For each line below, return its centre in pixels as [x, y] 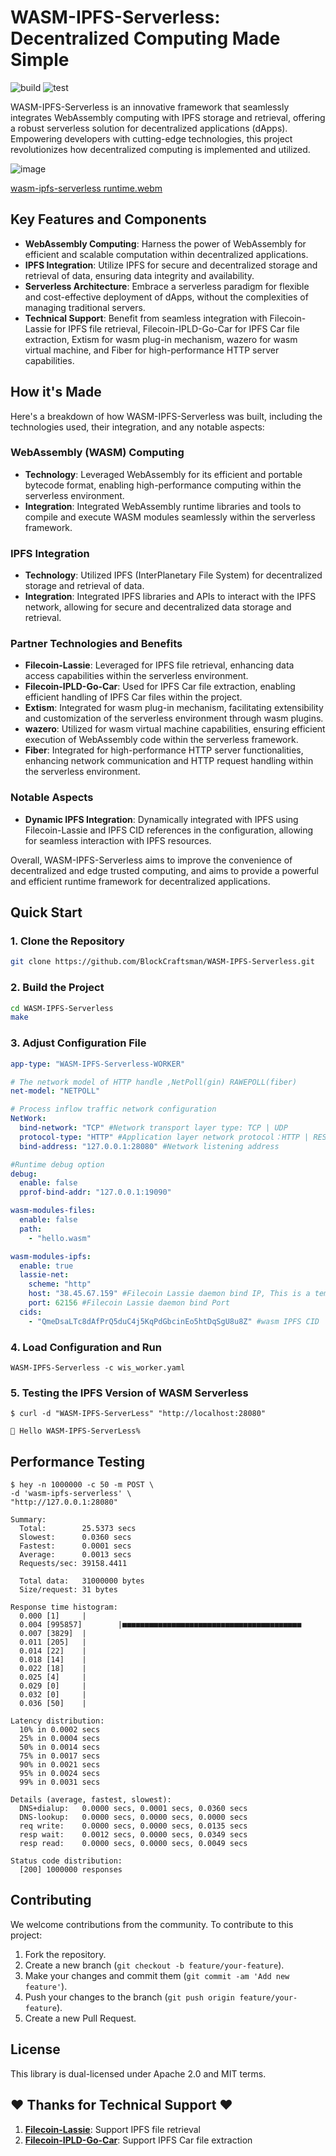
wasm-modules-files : [53, 1211]
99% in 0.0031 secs [60, 1782]
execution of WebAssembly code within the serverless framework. [161, 740]
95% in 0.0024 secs [60, 1774]
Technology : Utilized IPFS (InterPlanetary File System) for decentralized [173, 575]
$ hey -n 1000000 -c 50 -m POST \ [82, 1485]
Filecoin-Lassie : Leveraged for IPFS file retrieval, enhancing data [159, 665]
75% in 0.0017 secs [60, 1756]
